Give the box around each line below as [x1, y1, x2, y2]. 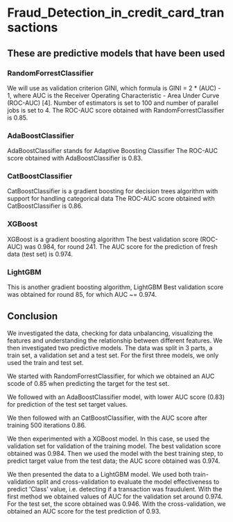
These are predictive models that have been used [7, 47, 225, 59]
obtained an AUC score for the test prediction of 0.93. [7, 507, 161, 515]
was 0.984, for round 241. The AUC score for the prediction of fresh [24, 242, 218, 251]
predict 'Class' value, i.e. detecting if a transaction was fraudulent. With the [7, 484, 223, 493]
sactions [7, 19, 58, 35]
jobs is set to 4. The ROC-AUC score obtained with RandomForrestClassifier [7, 106, 225, 114]
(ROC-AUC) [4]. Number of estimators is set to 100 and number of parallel [7, 99, 218, 107]
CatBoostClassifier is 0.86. [7, 202, 83, 210]
